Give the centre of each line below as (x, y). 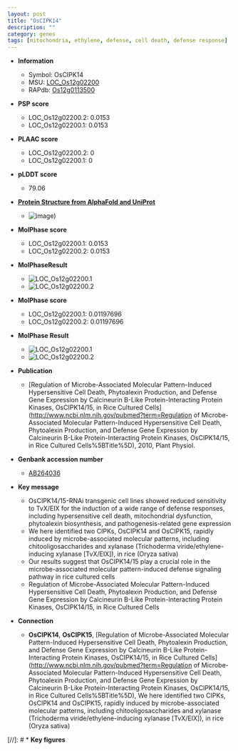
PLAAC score (38, 139)
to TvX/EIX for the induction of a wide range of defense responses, (126, 509)
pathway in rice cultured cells (72, 577)
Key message (38, 487)
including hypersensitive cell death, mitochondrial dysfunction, (120, 516)
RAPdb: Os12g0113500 (62, 90)
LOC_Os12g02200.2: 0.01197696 (76, 322)
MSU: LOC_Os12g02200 (64, 82)
